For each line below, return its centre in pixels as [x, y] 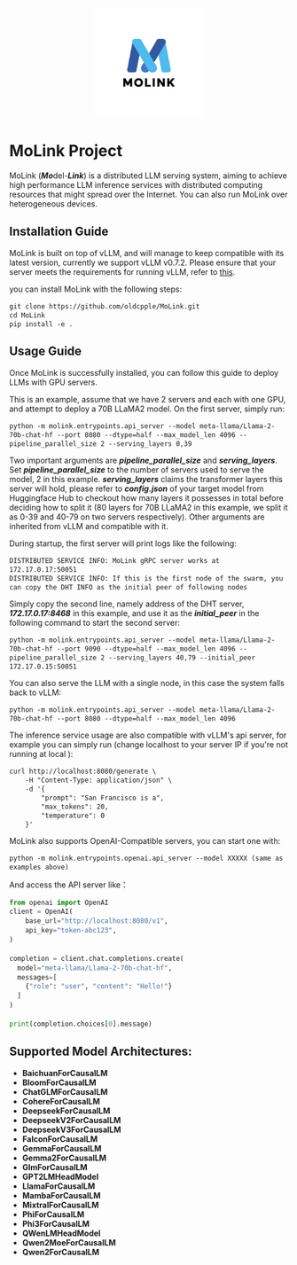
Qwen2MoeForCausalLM [69, 1242]
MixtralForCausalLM [60, 1205]
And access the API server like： [69, 885]
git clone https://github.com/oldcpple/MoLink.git [105, 306]
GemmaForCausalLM [62, 1148]
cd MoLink [27, 315]
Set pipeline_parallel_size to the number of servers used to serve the [137, 469]
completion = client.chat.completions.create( [97, 958]
